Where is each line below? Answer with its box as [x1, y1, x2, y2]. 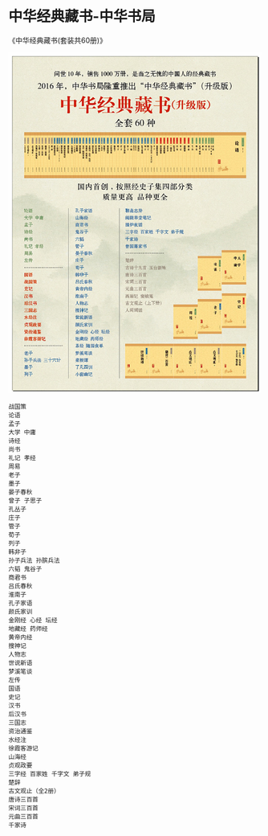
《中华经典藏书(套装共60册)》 [8, 35, 107, 45]
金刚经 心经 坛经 [8, 616, 58, 624]
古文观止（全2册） [8, 787, 60, 795]
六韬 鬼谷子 [8, 564, 43, 573]
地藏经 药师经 [8, 625, 48, 633]
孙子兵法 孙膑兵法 [8, 556, 60, 564]
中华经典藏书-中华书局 [8, 7, 156, 26]
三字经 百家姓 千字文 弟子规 [8, 769, 91, 778]
